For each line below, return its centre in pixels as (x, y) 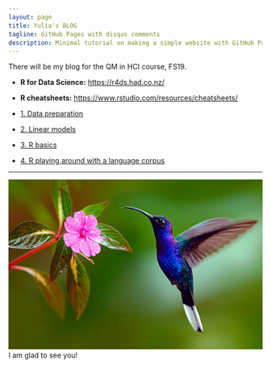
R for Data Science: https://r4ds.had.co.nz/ (92, 82)
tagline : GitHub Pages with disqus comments (84, 34)
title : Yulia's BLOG (43, 25)
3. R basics (38, 145)
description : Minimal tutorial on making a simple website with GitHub (131, 43)
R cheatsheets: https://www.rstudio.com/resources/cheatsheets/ (129, 98)
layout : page (30, 17)
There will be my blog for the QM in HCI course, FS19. (98, 67)
